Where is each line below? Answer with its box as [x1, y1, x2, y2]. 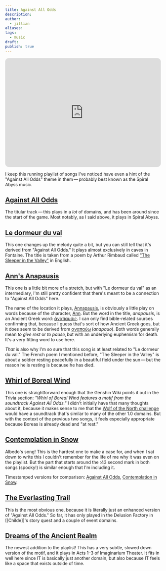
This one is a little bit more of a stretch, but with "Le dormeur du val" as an [5, 285, 157, 291]
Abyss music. [5, 181, 33, 187]
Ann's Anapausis [5, 272, 59, 280]
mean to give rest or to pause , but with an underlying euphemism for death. [5, 331, 159, 337]
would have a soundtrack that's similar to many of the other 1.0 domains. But [5, 411, 161, 416]
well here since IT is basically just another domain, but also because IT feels [5, 555, 160, 561]
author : [5, 16, 21, 21]
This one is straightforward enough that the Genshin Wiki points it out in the [5, 389, 159, 395]
